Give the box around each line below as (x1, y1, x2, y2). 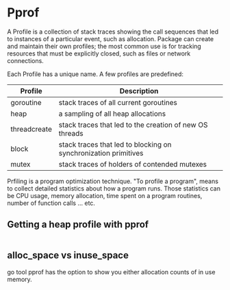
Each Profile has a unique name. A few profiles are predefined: (7, 70, 183, 78)
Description (119, 86, 159, 95)
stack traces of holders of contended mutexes (58, 159, 207, 169)
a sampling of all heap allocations (58, 108, 166, 118)
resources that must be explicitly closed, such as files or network (7, 49, 191, 58)
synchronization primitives (58, 148, 144, 158)
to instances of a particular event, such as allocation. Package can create (7, 34, 214, 43)
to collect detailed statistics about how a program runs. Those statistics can (7, 184, 221, 193)
